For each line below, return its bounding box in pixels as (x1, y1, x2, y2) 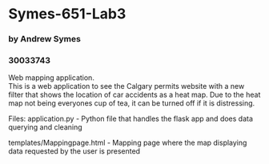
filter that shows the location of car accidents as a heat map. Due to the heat (8, 90, 261, 100)
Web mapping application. (8, 73, 94, 82)
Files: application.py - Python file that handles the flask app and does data (8, 114, 254, 124)
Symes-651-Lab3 (8, 5, 126, 23)
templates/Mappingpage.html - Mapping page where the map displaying (8, 138, 247, 148)
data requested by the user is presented (8, 146, 141, 156)
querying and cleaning (8, 122, 82, 132)
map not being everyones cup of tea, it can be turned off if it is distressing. (8, 98, 255, 108)
